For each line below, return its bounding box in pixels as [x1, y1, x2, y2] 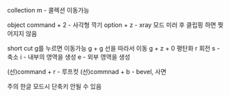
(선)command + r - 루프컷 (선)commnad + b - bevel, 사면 [7, 68, 167, 76]
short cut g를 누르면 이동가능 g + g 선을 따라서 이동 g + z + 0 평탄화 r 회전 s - [7, 44, 220, 52]
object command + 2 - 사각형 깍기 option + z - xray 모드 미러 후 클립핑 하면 [7, 21, 217, 29]
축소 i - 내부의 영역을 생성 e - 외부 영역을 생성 [7, 53, 131, 61]
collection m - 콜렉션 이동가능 [7, 6, 90, 14]
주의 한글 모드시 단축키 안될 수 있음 [7, 82, 102, 90]
